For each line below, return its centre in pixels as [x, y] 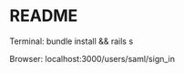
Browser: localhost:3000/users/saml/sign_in [92, 58]
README [44, 16]
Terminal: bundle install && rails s [72, 41]
